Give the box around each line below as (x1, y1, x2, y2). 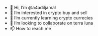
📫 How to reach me (9, 26, 51, 31)
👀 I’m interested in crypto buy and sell (9, 10, 88, 16)
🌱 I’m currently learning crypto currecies (9, 15, 93, 20)
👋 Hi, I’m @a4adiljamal (9, 5, 56, 10)
